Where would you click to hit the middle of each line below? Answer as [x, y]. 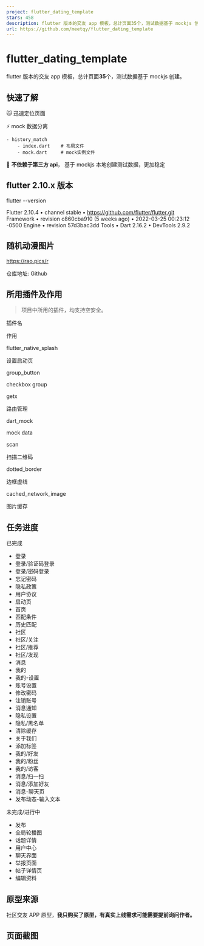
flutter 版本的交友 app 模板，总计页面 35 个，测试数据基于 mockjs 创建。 [96, 77]
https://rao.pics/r [27, 261]
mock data [20, 433]
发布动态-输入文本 [38, 799]
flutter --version [26, 201]
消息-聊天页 [30, 792]
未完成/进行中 [23, 812]
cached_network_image [36, 494]
